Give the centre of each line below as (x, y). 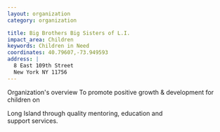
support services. (33, 121)
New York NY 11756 (41, 72)
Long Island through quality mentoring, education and (85, 113)
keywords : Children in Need (48, 46)
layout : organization (39, 14)
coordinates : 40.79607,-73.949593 (58, 53)
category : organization (42, 20)
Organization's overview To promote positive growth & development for (111, 92)
